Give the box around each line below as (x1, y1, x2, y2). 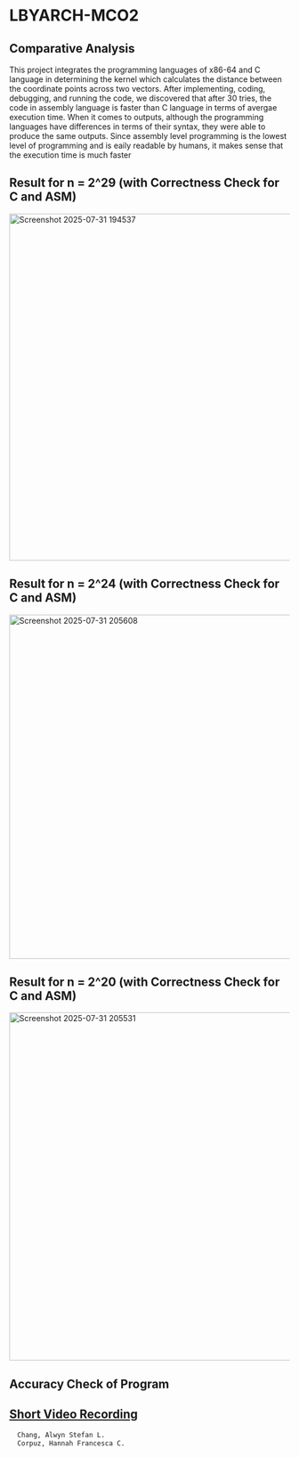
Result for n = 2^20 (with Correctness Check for (9, 975, 280, 990)
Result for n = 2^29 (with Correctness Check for (9, 176, 280, 191)
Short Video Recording (9, 1407, 138, 1422)
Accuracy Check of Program (9, 1376, 170, 1391)
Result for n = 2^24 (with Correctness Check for (9, 577, 280, 592)
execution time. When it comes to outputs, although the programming (9, 112, 264, 122)
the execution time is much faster (9, 150, 132, 160)
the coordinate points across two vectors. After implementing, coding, (9, 84, 266, 94)
